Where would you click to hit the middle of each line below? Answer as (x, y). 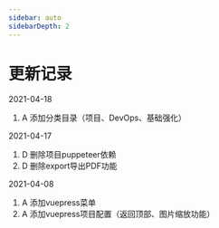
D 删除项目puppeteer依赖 (69, 155)
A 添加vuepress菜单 (59, 203)
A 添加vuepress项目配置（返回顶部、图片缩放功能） (118, 214)
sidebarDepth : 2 (39, 26)
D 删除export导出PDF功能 (69, 166)
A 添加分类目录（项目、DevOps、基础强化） (104, 118)
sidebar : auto (35, 18)
